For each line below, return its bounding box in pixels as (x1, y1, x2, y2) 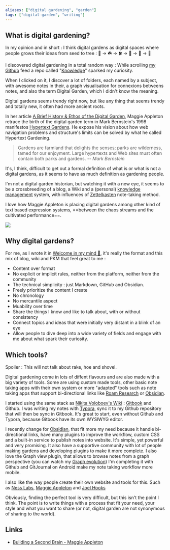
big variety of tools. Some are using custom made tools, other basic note (5, 379, 157, 385)
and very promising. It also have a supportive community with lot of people (5, 442, 162, 448)
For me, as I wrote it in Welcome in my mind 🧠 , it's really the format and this (5, 250, 163, 256)
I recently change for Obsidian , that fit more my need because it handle (5, 426, 154, 432)
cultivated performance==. (5, 212, 62, 218)
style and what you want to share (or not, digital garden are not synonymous (5, 505, 165, 511)
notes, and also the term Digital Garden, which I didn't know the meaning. (5, 88, 159, 94)
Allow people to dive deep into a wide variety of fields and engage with (12, 331, 161, 337)
